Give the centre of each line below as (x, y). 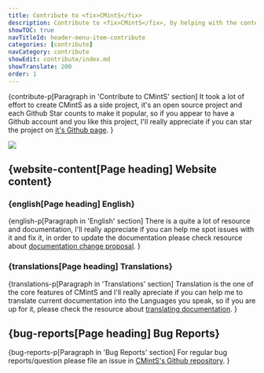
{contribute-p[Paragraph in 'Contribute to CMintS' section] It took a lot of (126, 96)
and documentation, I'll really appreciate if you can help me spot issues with (131, 230)
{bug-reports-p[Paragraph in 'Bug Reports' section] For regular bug (118, 353)
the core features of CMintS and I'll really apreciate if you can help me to (126, 292)
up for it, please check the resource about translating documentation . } (123, 308)
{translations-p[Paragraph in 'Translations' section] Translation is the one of (131, 283)
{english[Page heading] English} (71, 204)
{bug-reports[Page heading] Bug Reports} (114, 334)
